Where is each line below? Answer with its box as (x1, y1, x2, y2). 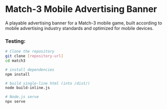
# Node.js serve (5, 95, 39, 100)
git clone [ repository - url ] (5, 54, 64, 59)
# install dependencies (5, 67, 55, 72)
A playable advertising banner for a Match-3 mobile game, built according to (5, 20, 163, 26)
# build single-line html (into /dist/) (5, 81, 91, 86)
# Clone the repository (5, 49, 55, 54)
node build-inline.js (5, 86, 50, 91)
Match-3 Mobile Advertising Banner (5, 3, 157, 15)
